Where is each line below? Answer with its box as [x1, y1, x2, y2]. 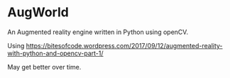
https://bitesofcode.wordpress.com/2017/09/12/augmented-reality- [26, 41, 223, 50]
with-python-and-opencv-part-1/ [7, 49, 104, 57]
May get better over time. [7, 62, 82, 71]
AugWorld [7, 4, 69, 21]
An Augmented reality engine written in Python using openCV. [7, 28, 189, 36]
